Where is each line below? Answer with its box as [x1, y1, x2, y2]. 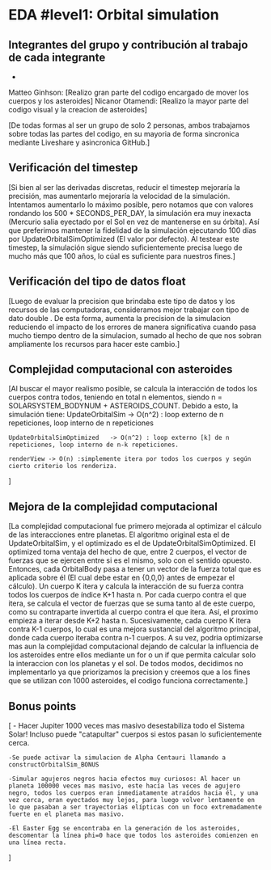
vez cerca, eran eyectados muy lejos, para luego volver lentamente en [8, 796, 255, 805]
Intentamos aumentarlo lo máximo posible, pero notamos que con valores [8, 200, 254, 209]
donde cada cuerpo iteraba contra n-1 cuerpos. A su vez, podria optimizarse [8, 633, 264, 643]
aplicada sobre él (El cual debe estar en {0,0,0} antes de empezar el [8, 572, 235, 583]
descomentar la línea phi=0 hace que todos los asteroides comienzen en [8, 831, 259, 840]
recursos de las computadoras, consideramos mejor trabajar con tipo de [8, 305, 250, 315]
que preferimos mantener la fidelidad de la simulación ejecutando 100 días [8, 225, 256, 235]
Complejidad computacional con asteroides [8, 362, 233, 377]
